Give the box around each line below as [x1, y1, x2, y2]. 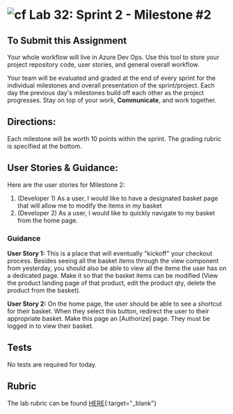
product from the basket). [7, 285, 81, 295]
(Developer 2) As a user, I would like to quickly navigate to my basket [17, 208, 216, 217]
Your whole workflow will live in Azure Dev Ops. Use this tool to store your [7, 53, 220, 61]
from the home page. [17, 216, 78, 224]
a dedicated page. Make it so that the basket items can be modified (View [7, 271, 218, 279]
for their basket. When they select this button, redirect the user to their [7, 306, 210, 315]
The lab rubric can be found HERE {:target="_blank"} [7, 399, 157, 407]
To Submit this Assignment [7, 35, 127, 47]
